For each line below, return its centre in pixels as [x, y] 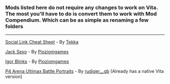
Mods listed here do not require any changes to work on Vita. [82, 8]
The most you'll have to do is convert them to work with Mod [81, 14]
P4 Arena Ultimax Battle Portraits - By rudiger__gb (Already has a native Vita [85, 71]
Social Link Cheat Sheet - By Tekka [42, 42]
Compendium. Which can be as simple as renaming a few [77, 20]
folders [14, 26]
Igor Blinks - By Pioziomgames [37, 61]
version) [14, 76]
